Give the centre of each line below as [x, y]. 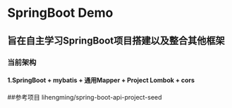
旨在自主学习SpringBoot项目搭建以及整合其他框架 [116, 40]
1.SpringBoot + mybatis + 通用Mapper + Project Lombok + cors [101, 80]
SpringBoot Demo [60, 13]
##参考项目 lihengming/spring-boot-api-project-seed [85, 97]
